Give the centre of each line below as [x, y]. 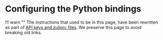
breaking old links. [24, 32]
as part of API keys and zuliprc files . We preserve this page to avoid [73, 27]
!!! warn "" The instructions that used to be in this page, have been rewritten [81, 22]
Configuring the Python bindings [73, 9]
